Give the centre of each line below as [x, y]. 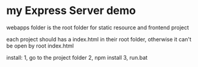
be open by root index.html [40, 46]
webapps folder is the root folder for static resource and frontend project [98, 27]
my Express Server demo [71, 11]
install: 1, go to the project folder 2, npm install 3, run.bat [77, 57]
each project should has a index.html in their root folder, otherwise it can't [99, 39]
